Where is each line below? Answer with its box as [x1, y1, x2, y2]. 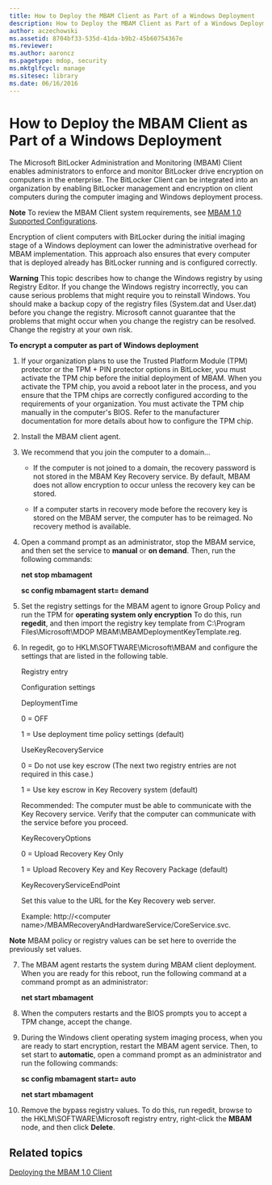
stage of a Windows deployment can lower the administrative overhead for [9, 241, 257, 250]
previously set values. [9, 944, 82, 954]
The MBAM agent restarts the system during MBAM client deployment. [20, 960, 257, 969]
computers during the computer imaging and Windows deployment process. [9, 192, 263, 202]
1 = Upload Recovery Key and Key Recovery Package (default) [20, 865, 228, 874]
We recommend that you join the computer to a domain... [20, 447, 211, 457]
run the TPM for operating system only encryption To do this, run [20, 610, 242, 620]
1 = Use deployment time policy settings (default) [20, 730, 185, 739]
